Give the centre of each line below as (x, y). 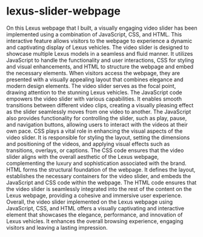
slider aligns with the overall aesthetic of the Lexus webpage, (83, 156)
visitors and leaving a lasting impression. (57, 227)
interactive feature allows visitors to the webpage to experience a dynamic (99, 41)
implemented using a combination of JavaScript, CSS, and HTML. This (94, 34)
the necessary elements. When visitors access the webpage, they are (93, 73)
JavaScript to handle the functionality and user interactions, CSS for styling (100, 60)
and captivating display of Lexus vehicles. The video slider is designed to (98, 47)
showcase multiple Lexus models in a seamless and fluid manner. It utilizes (100, 53)
